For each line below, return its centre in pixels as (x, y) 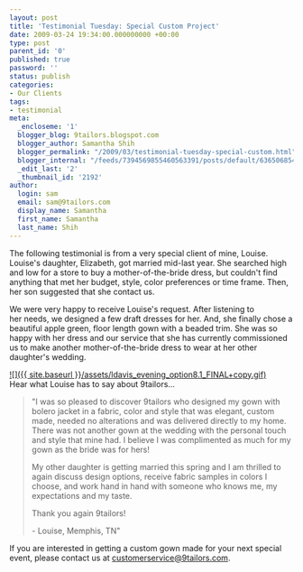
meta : (19, 118)
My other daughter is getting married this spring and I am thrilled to (156, 466)
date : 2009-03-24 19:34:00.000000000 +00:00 (94, 34)
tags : (19, 101)
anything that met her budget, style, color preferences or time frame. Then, (149, 281)
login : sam (38, 194)
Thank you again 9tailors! (78, 513)
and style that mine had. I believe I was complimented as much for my (161, 439)
